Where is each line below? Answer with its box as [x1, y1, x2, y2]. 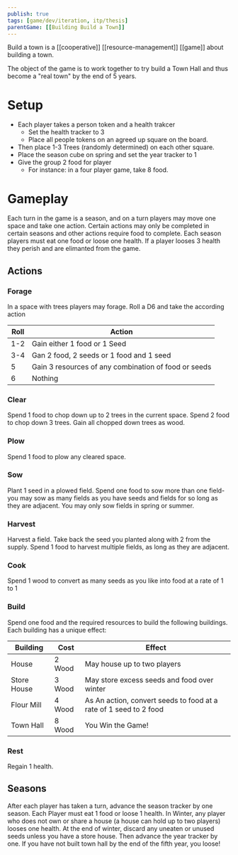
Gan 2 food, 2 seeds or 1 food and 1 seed [31, 350, 171, 360]
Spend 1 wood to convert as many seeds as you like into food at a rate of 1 [7, 576, 224, 585]
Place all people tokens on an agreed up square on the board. [28, 136, 208, 144]
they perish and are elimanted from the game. [7, 244, 141, 253]
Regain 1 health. [7, 762, 54, 771]
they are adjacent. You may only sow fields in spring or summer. [7, 501, 195, 510]
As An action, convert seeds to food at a [84, 695, 218, 705]
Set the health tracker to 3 [28, 128, 105, 136]
